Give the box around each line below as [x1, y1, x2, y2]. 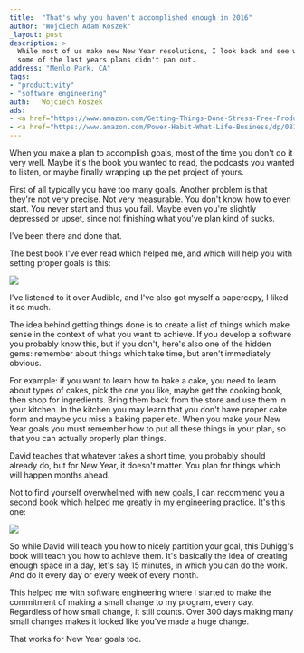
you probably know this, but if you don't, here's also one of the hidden [9, 338, 271, 349]
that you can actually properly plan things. [9, 433, 166, 443]
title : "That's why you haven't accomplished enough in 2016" [9, 13, 253, 23]
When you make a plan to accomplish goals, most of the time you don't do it [9, 147, 293, 158]
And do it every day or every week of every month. [9, 570, 199, 580]
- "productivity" [9, 80, 75, 90]
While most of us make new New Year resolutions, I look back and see [17, 47, 290, 56]
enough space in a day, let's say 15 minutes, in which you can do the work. [9, 560, 288, 571]
